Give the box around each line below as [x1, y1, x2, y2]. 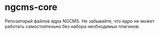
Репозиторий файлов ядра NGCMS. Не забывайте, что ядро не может [5, 18, 154, 24]
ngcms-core [5, 1, 57, 13]
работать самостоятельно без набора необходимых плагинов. [5, 23, 140, 29]
